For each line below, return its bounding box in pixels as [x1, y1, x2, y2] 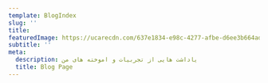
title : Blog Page [15, 63, 73, 71]
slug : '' [8, 19, 37, 27]
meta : [8, 48, 26, 56]
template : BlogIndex [8, 11, 77, 20]
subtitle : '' [8, 41, 52, 49]
